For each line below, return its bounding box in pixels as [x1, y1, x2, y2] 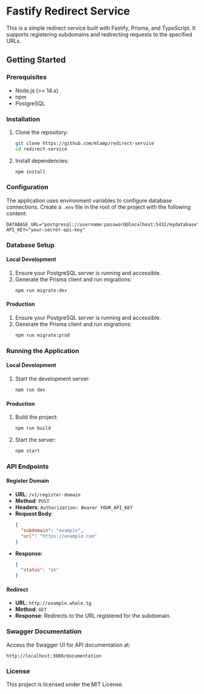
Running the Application [6, 346, 80, 355]
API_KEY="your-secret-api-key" [6, 226, 86, 233]
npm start [15, 448, 41, 454]
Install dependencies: [15, 157, 69, 164]
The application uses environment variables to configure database [6, 197, 172, 204]
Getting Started [6, 55, 66, 65]
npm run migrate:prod [15, 332, 70, 339]
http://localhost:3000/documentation [6, 653, 102, 659]
